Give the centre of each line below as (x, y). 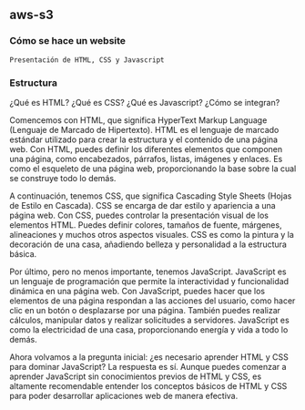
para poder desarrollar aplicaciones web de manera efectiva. (124, 395)
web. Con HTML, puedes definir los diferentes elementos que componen (146, 149)
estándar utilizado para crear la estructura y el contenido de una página (144, 139)
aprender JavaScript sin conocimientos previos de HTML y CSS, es (136, 376)
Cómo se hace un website (67, 41)
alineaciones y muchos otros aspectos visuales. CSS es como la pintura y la (152, 234)
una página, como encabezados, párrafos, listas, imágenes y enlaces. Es (146, 159)
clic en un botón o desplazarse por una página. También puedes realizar (145, 310)
